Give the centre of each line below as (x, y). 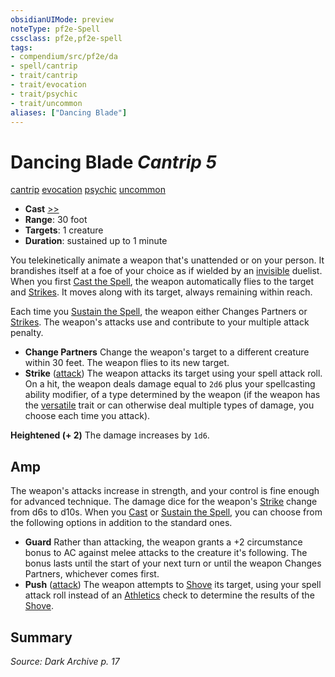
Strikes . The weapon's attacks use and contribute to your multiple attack (160, 322)
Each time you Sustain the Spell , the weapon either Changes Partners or (159, 312)
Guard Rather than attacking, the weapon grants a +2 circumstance (163, 542)
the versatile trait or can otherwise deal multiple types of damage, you (169, 405)
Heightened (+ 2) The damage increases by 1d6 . (110, 435)
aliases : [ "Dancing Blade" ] (69, 112)
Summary (41, 637)
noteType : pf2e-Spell (55, 29)
